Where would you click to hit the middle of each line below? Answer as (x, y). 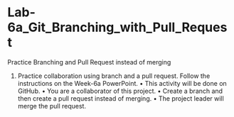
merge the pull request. (52, 106)
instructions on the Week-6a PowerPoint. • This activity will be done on (122, 83)
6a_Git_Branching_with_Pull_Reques (117, 27)
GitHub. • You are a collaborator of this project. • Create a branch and (120, 91)
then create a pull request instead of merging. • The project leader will (121, 98)
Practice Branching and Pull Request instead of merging (89, 62)
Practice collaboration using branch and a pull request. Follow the (114, 76)
